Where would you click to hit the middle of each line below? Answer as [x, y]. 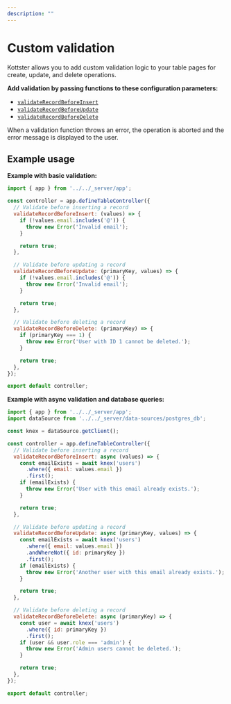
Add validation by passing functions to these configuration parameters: [113, 88]
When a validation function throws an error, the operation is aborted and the [115, 130]
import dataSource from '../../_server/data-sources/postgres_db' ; [107, 419]
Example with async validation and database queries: [86, 400]
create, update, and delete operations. [62, 74]
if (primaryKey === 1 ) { [55, 335]
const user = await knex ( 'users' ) [69, 623]
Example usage [41, 159]
